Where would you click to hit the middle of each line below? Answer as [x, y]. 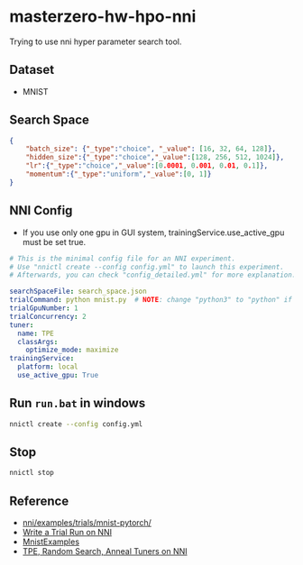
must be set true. [54, 241]
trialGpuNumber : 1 [44, 308]
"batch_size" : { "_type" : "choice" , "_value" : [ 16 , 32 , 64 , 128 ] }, [151, 149]
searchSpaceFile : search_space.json [78, 292]
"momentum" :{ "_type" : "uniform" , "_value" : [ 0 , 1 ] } [119, 174]
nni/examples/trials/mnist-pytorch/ [87, 523]
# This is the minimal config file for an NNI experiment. [123, 259]
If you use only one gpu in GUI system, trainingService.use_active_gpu [153, 232]
